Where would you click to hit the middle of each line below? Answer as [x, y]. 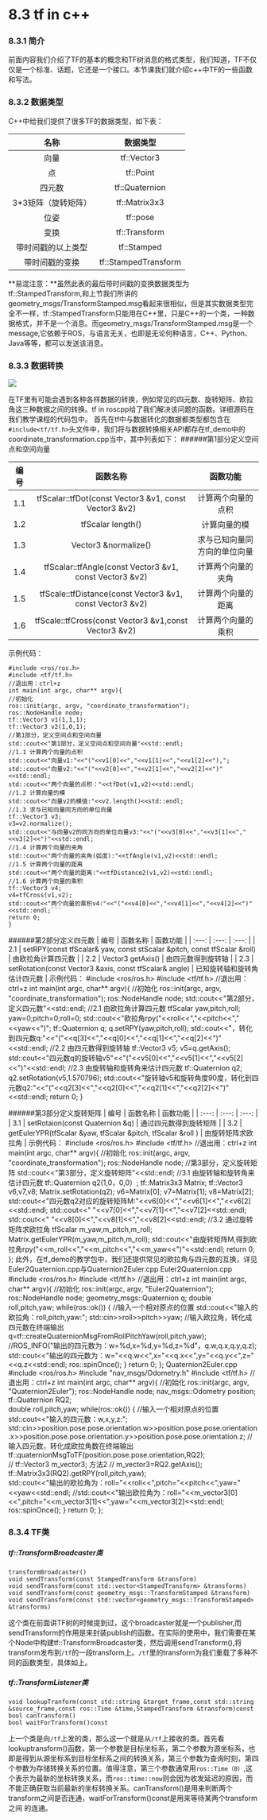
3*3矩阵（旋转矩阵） [52, 203]
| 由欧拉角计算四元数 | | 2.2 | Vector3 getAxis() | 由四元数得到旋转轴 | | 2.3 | [131, 958]
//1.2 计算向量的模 [37, 793]
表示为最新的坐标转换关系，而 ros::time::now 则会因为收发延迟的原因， [130, 1778]
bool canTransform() [43, 1715]
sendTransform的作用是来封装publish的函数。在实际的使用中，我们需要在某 [132, 1632]
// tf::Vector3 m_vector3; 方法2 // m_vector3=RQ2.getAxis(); [105, 1465]
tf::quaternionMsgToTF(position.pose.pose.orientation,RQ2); [107, 1455]
